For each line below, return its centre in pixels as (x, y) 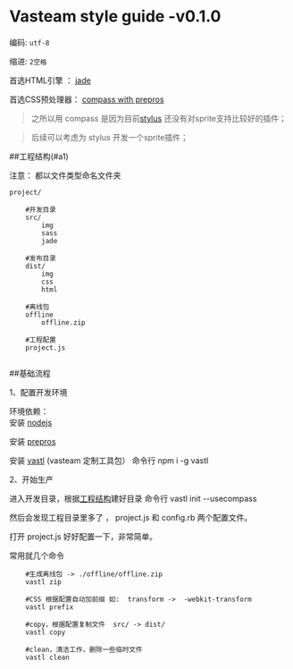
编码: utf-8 (29, 42)
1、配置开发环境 (38, 392)
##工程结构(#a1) (39, 156)
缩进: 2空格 (28, 61)
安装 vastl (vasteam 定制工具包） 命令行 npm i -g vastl (109, 460)
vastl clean (47, 657)
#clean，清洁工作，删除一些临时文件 (84, 649)
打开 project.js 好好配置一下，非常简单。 (84, 536)
